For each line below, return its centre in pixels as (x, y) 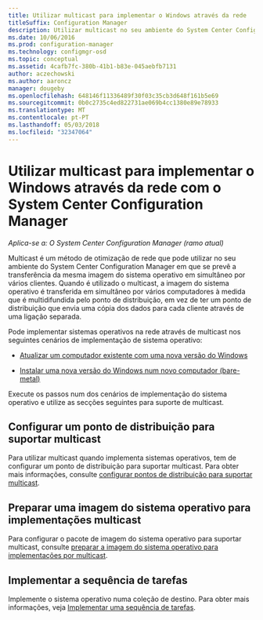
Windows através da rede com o (115, 187)
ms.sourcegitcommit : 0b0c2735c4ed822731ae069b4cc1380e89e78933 (113, 103)
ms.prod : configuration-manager (61, 45)
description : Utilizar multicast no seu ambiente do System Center (121, 30)
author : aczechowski (42, 74)
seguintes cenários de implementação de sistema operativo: (105, 340)
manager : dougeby (36, 88)
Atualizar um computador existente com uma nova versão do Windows (133, 355)
